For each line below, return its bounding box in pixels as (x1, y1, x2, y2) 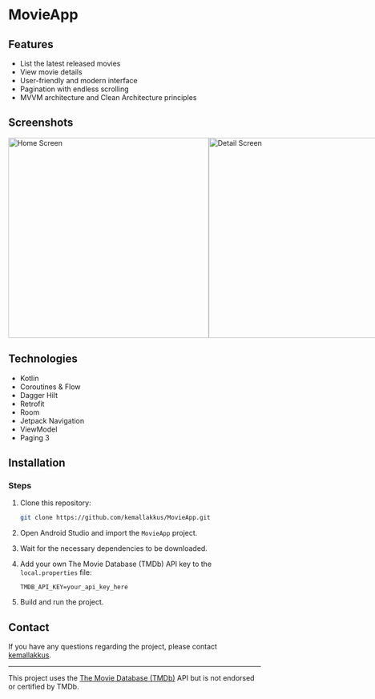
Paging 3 (19, 432, 50, 442)
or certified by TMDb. (8, 682, 79, 691)
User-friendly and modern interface (19, 76, 138, 85)
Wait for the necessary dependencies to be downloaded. (19, 544, 208, 553)
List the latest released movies (19, 58, 121, 68)
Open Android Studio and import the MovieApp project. (19, 528, 198, 538)
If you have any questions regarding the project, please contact (8, 642, 218, 651)
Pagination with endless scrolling (19, 84, 130, 94)
